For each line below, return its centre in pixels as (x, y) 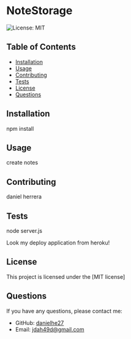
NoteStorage (39, 11)
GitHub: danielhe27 (39, 322)
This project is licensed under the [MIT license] (66, 276)
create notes (22, 163)
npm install (20, 128)
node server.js (24, 231)
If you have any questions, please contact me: (64, 311)
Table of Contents (41, 47)
